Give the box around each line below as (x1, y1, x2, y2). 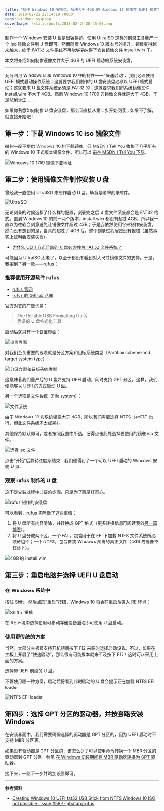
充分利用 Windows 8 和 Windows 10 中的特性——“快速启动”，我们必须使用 (5, 73, 155, 78)
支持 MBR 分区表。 (5, 737, 43, 743)
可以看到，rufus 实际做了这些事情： (5, 510, 77, 516)
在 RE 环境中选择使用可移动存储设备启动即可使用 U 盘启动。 (5, 620, 125, 626)
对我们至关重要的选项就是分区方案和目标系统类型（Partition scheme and (5, 350, 150, 356)
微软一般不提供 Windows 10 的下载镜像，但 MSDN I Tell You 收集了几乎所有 (5, 143, 157, 149)
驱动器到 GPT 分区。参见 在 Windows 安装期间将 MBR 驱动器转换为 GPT (5, 754, 150, 760)
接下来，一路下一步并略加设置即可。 (5, 770, 78, 777)
